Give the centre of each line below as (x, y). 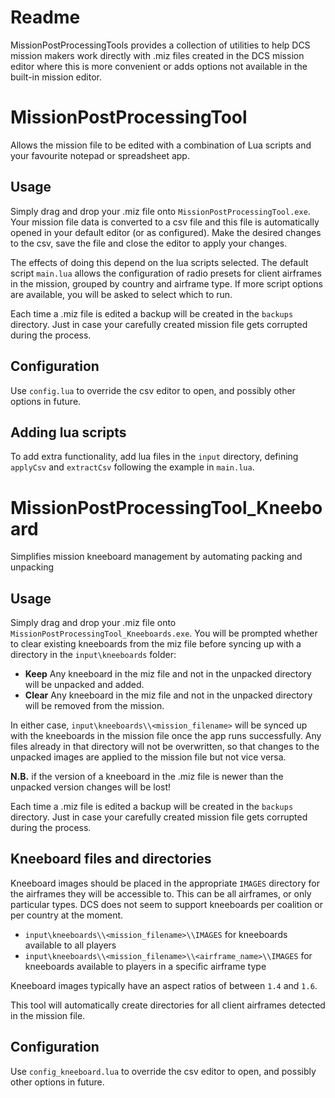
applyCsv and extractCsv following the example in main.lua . (132, 467)
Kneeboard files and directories (111, 859)
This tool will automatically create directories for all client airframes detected (168, 1005)
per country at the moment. (67, 915)
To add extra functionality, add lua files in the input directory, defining (154, 457)
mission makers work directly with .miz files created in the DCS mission (157, 55)
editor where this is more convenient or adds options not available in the (159, 66)
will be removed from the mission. (94, 706)
